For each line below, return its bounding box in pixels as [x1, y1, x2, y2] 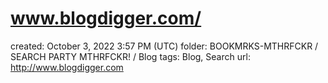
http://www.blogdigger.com [10, 61, 124, 73]
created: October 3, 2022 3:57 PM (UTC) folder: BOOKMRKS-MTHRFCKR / [10, 40, 319, 52]
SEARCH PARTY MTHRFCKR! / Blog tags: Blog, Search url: [10, 50, 251, 62]
